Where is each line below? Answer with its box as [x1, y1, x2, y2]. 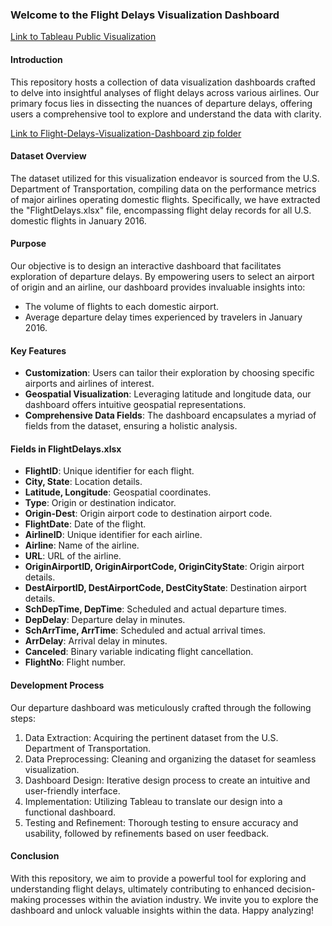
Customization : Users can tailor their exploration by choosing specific [24, 367, 315, 379]
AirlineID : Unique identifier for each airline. [24, 529, 203, 541]
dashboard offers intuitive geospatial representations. [24, 399, 247, 411]
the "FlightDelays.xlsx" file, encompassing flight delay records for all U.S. [10, 204, 312, 216]
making [10, 893, 42, 905]
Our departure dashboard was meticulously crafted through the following [10, 701, 312, 713]
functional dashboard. [24, 806, 117, 818]
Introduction [10, 53, 63, 65]
